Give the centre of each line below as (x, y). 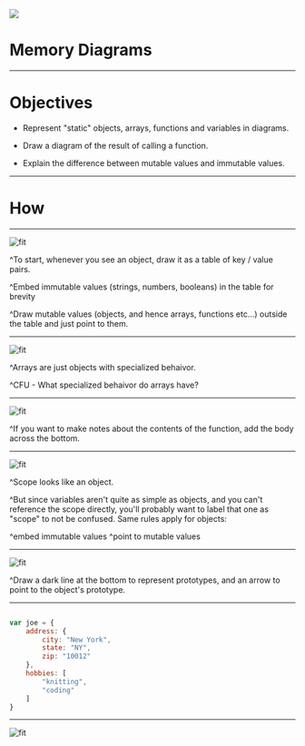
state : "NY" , (67, 648)
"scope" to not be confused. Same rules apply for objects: (118, 518)
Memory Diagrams (81, 50)
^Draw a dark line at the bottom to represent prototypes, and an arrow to (145, 580)
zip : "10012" (67, 657)
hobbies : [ (46, 673)
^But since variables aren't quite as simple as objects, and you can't (136, 499)
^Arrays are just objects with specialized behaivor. (103, 367)
